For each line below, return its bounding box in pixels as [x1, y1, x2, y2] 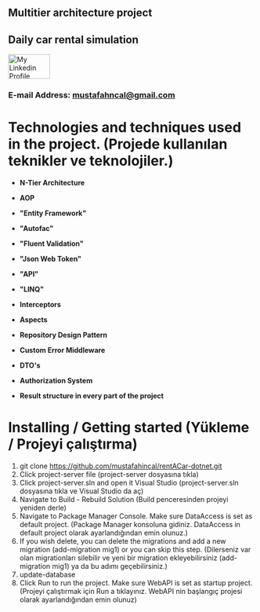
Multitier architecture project [8, 6, 153, 20]
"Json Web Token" [19, 255, 82, 264]
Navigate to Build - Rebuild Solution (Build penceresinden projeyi [19, 495, 229, 504]
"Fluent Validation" [19, 239, 84, 248]
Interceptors [19, 300, 61, 310]
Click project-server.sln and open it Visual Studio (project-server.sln [19, 478, 239, 487]
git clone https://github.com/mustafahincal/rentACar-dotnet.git [19, 461, 222, 471]
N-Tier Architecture [19, 178, 85, 188]
